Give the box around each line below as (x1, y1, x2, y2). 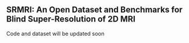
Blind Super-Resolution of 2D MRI (6, 14, 136, 24)
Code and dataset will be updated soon (6, 30, 105, 37)
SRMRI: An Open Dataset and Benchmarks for (6, 5, 183, 15)
